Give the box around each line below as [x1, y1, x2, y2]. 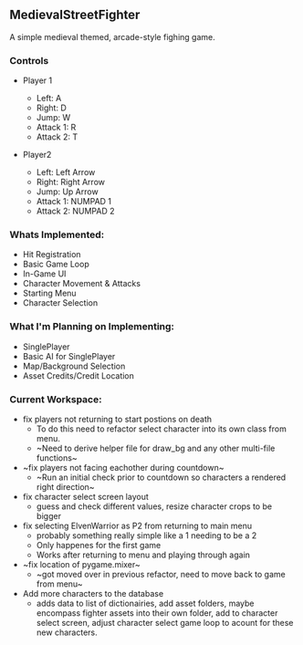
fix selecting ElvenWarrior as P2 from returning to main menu [22, 520, 253, 531]
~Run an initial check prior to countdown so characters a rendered [36, 472, 287, 483]
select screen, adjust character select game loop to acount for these [36, 618, 294, 628]
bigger [36, 511, 62, 521]
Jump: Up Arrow [36, 186, 99, 197]
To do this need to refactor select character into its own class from [36, 423, 287, 434]
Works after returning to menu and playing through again [36, 549, 251, 560]
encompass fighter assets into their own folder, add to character [36, 608, 278, 619]
